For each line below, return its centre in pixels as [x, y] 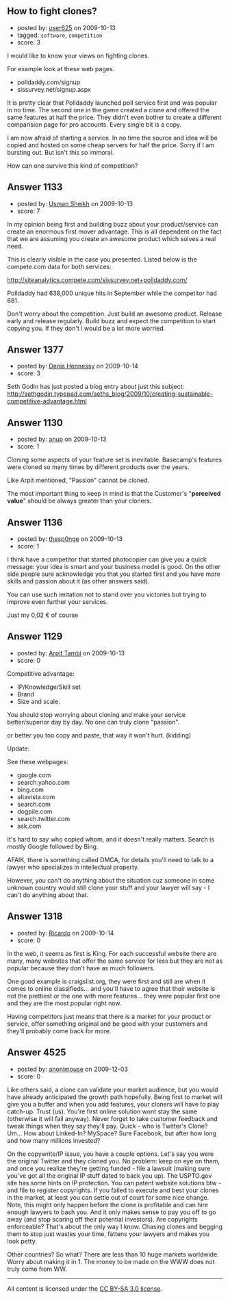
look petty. [22, 1241]
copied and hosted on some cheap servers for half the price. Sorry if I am [111, 145]
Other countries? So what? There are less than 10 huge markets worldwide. [113, 1254]
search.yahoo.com [43, 782]
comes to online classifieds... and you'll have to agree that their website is [111, 988]
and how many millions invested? [54, 1140]
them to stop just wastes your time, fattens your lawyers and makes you [108, 1234]
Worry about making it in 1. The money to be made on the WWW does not [111, 1261]
